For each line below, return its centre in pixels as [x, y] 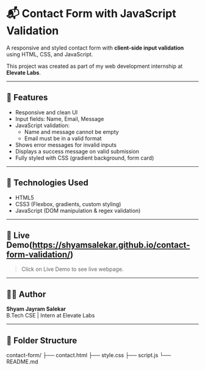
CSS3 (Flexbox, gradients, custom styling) [68, 204]
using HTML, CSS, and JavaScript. [50, 54]
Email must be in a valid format [63, 138]
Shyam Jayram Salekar [36, 309]
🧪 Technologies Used [47, 183]
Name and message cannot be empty [71, 131]
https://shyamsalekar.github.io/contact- [111, 245]
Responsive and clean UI [46, 112]
